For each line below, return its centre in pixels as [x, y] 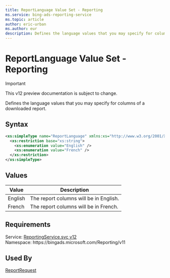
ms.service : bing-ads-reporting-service [49, 15]
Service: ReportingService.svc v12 [41, 237]
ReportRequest [21, 270]
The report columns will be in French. [74, 206]
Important [15, 83]
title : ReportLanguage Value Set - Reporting [54, 10]
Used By [19, 258]
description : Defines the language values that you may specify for [79, 33]
